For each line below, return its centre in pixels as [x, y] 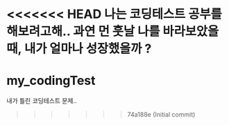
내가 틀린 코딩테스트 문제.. [42, 101]
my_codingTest [51, 81]
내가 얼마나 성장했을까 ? [88, 49]
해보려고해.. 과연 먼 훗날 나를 [83, 31]
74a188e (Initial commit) [161, 115]
